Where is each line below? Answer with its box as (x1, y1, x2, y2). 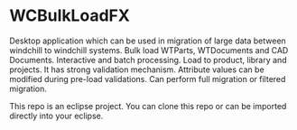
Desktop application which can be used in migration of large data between (9, 35, 286, 46)
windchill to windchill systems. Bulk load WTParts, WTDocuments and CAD (9, 44, 289, 55)
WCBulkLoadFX (9, 5, 131, 26)
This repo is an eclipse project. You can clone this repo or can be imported (9, 100, 287, 111)
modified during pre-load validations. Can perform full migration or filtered (9, 73, 286, 84)
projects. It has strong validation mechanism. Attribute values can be (9, 64, 265, 75)
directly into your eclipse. (9, 110, 104, 121)
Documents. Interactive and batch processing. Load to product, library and (9, 54, 287, 65)
